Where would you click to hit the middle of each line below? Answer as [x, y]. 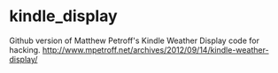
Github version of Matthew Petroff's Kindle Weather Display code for [134, 40]
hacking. [25, 49]
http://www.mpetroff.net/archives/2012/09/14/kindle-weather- [156, 49]
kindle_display [63, 16]
